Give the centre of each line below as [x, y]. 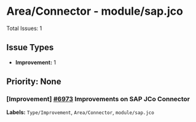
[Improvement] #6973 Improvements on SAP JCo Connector [98, 99]
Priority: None [34, 82]
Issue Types [30, 48]
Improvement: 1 [36, 62]
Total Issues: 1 [24, 28]
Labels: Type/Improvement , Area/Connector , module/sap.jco [80, 112]
